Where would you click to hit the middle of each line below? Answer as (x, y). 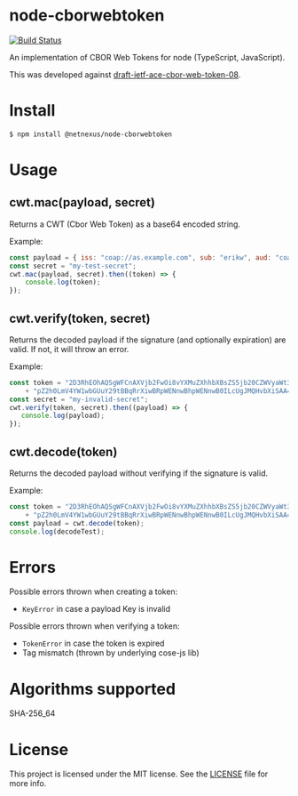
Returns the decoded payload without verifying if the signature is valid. (139, 473)
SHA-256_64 (32, 713)
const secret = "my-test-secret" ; (73, 266)
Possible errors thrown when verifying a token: (94, 626)
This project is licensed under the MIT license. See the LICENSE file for (139, 774)
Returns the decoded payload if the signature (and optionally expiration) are (148, 340)
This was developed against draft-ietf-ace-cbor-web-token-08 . (125, 74)
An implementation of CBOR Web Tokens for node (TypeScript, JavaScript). (147, 57)
